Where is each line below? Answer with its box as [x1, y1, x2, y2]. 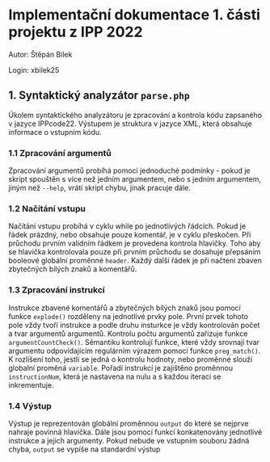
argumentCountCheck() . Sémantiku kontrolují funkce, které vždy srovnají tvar [8, 337, 260, 346]
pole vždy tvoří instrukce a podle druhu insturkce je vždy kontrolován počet [8, 320, 260, 330]
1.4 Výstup [8, 400, 53, 411]
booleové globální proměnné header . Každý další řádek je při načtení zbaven [8, 256, 263, 266]
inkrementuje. [8, 380, 54, 389]
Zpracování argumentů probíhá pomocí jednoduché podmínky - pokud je [8, 166, 251, 175]
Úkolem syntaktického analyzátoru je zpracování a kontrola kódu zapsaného [8, 110, 263, 120]
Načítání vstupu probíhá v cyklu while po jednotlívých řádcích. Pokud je [8, 221, 247, 231]
